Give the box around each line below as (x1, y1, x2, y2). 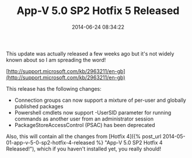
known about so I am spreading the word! (6, 56, 106, 63)
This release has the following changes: (6, 85, 102, 92)
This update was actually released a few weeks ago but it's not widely (6, 50, 174, 57)
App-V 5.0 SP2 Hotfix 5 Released (16, 4, 180, 18)
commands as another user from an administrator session (14, 115, 153, 122)
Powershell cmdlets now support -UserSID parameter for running (14, 109, 172, 116)
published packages (14, 102, 64, 109)
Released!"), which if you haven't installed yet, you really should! (6, 145, 162, 152)
